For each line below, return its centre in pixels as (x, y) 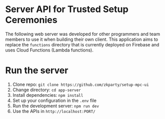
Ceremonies (31, 20)
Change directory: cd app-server (47, 90)
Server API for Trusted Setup (67, 9)
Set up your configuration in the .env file (54, 100)
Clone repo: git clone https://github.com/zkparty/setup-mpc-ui (81, 84)
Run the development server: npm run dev (56, 106)
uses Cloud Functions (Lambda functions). (49, 50)
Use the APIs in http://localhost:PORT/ (54, 111)
